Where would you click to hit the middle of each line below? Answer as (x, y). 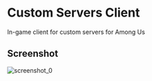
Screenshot (33, 54)
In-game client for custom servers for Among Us (76, 32)
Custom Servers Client (74, 13)
